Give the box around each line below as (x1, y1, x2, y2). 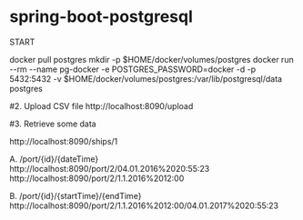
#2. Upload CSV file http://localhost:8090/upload (9, 100, 194, 111)
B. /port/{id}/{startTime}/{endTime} (9, 190, 142, 201)
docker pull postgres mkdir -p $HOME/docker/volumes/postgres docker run (9, 54, 294, 65)
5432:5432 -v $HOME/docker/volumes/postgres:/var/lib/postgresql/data (9, 73, 283, 84)
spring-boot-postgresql (9, 6, 194, 27)
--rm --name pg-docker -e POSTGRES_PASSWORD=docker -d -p (9, 64, 257, 75)
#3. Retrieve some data (9, 118, 97, 129)
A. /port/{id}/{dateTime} (9, 153, 99, 165)
